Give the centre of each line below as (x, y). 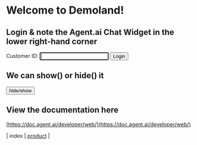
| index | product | (28, 136)
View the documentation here (62, 110)
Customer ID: (22, 56)
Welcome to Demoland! (65, 10)
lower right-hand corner (52, 41)
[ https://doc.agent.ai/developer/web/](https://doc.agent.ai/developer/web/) (99, 124)
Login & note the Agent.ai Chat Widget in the (90, 32)
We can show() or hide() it (55, 75)
